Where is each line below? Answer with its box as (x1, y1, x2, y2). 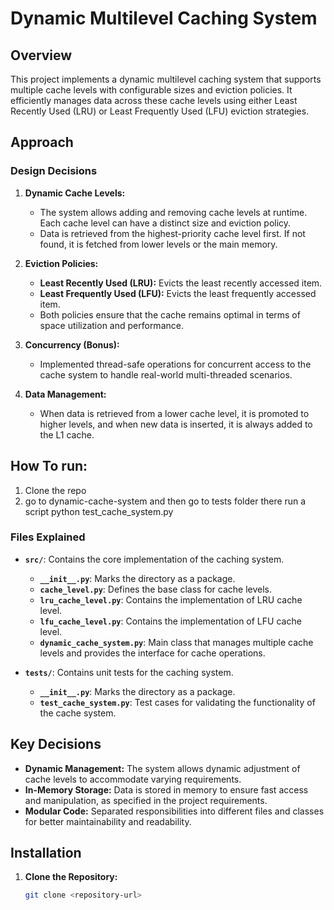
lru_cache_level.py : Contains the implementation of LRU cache (39, 593, 303, 606)
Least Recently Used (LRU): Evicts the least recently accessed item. (39, 277, 323, 289)
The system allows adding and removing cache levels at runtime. (39, 206, 308, 218)
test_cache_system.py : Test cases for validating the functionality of (39, 696, 316, 708)
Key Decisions (10, 736, 102, 753)
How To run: (10, 458, 88, 475)
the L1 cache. (39, 428, 95, 441)
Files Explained (10, 530, 86, 544)
